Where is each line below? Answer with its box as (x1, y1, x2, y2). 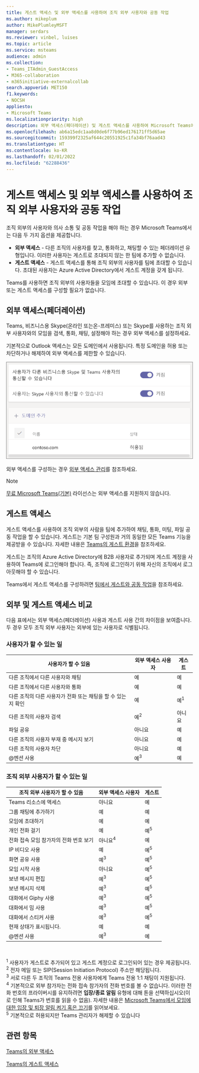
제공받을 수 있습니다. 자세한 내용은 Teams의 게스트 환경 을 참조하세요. (6, 540, 166, 547)
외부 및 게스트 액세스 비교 (6, 599, 93, 609)
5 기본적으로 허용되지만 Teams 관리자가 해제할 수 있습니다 (6, 1011, 140, 1019)
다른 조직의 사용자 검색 (8, 713, 61, 720)
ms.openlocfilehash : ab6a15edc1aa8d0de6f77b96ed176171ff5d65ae (6, 128, 166, 135)
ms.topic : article (6, 41, 52, 47)
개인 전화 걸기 (8, 827, 40, 834)
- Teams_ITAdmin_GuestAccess (6, 66, 78, 72)
